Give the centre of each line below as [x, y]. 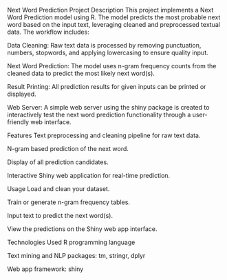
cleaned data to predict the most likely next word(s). [81, 73]
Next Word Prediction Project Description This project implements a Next [110, 10]
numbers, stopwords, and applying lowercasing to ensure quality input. [108, 52]
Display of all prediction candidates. [58, 162]
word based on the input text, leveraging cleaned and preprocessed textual [113, 24]
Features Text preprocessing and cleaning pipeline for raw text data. [104, 135]
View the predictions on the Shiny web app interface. [82, 229]
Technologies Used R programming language [71, 242]
